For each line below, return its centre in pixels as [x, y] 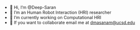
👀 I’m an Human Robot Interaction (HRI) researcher [61, 12]
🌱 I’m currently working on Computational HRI [55, 17]
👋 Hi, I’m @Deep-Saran [33, 7]
